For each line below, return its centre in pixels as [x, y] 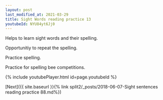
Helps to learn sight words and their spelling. [52, 38]
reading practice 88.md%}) [33, 92]
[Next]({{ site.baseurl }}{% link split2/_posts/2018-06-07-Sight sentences [82, 87]
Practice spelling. [23, 58]
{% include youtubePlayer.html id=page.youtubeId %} [61, 77]
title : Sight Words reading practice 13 [48, 19]
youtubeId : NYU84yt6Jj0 [30, 24]
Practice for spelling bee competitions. [45, 67]
